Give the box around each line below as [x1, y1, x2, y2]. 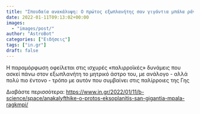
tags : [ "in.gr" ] [6, 42, 46, 48]
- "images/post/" [11, 25, 55, 32]
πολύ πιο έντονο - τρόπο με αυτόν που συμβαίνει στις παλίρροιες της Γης [6, 76, 190, 84]
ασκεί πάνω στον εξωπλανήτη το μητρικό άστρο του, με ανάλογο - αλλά [6, 70, 188, 78]
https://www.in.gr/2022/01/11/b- [65, 88, 145, 95]
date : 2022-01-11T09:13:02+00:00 [6, 14, 89, 20]
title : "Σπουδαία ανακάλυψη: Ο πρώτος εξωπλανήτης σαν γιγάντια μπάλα [6, 8, 185, 15]
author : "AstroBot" [6, 31, 55, 37]
